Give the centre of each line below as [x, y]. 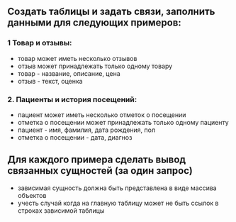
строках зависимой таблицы [61, 210]
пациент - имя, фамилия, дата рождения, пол [86, 130]
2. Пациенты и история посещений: [72, 99]
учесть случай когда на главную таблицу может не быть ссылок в [118, 203]
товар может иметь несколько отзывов [77, 58]
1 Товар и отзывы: [40, 43]
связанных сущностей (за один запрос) [100, 171]
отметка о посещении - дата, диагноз [75, 137]
